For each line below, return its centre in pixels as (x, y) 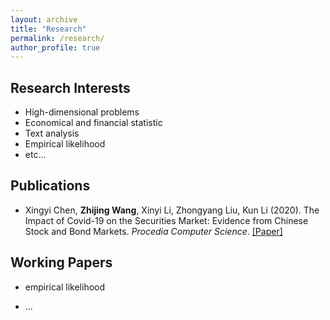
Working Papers (61, 262)
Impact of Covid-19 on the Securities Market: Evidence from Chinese (166, 220)
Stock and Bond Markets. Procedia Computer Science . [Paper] (153, 231)
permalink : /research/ (57, 38)
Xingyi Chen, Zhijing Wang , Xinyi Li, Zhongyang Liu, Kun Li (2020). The (172, 210)
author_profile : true (55, 47)
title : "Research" (48, 29)
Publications (50, 186)
